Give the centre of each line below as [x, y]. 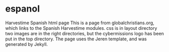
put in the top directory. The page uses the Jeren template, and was [76, 39]
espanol [23, 9]
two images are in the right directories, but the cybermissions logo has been [85, 33]
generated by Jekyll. [27, 44]
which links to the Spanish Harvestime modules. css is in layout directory [81, 28]
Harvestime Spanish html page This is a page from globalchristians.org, [80, 23]
